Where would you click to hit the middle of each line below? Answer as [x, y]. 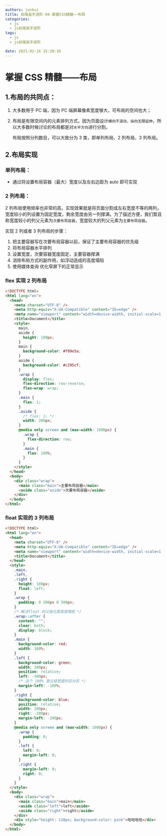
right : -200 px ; [34, 714]
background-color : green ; [45, 663]
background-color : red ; [43, 644]
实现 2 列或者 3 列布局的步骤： [37, 231]
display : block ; [35, 630]
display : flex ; [39, 379]
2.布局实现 [22, 155]
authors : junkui [22, 10]
